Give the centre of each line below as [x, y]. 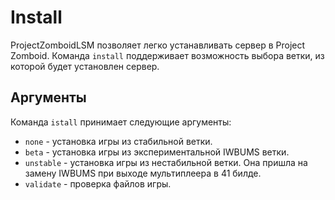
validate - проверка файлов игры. [98, 183]
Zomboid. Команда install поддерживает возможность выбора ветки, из [167, 55]
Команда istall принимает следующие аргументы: [121, 122]
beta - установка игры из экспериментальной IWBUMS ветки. [157, 152]
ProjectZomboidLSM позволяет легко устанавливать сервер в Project [158, 45]
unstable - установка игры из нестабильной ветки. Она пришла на [166, 162]
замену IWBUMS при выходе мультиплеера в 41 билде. [143, 173]
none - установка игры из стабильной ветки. [118, 141]
